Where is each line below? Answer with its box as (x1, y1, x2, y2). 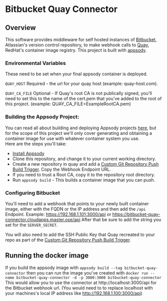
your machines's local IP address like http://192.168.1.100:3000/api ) (5, 290, 143, 296)
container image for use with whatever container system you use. (5, 135, 140, 141)
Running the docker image (5, 251, 89, 260)
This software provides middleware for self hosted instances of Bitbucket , (5, 36, 157, 42)
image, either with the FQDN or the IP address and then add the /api (5, 206, 146, 212)
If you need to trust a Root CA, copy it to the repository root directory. (12, 171, 156, 178)
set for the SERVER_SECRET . (5, 222, 58, 228)
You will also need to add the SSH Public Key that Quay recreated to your (5, 231, 156, 238)
